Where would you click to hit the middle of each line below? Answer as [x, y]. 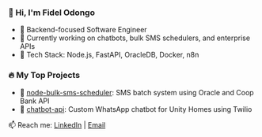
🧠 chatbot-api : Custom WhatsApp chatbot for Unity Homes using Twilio [136, 109]
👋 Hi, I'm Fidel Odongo [51, 13]
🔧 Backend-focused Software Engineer [84, 30]
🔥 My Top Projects [44, 76]
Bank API [34, 101]
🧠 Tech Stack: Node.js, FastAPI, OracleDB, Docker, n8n [109, 55]
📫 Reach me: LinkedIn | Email [57, 124]
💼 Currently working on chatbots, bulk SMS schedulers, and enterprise [135, 38]
